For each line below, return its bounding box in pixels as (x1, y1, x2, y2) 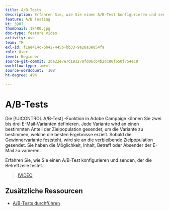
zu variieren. (15, 147, 41, 153)
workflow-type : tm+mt (5, 63, 51, 68)
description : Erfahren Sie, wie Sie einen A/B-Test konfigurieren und (5, 12, 156, 17)
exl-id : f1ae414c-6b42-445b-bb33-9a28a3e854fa (5, 45, 105, 50)
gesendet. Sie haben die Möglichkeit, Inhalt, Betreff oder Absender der (5, 142, 152, 148)
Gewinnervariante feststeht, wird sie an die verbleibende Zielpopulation (5, 137, 153, 143)
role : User (5, 49, 28, 54)
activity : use (5, 36, 35, 41)
